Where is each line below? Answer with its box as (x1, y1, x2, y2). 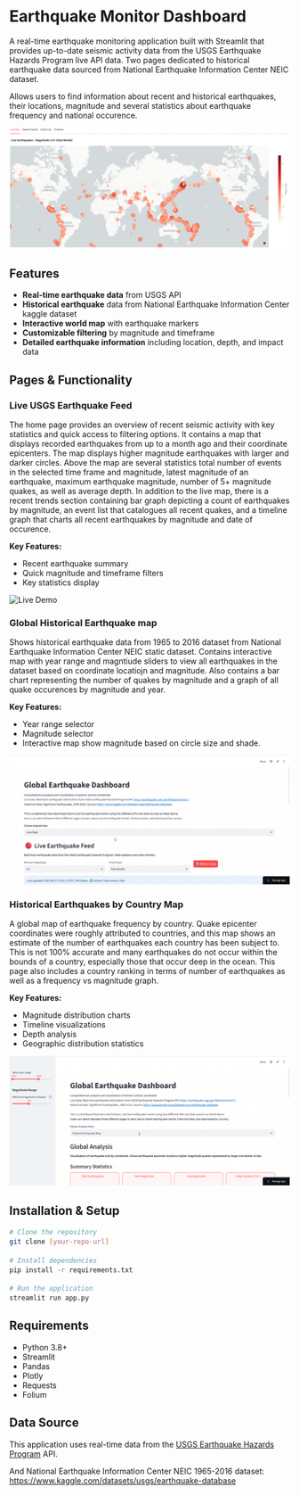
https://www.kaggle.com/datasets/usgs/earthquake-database (9, 1474, 237, 1486)
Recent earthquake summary (21, 558, 129, 568)
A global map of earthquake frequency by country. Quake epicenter (9, 919, 257, 929)
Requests (21, 1380, 57, 1391)
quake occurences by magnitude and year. (9, 684, 166, 695)
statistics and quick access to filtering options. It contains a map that (9, 429, 262, 439)
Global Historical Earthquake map (9, 616, 158, 629)
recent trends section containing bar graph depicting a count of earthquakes (9, 495, 290, 506)
